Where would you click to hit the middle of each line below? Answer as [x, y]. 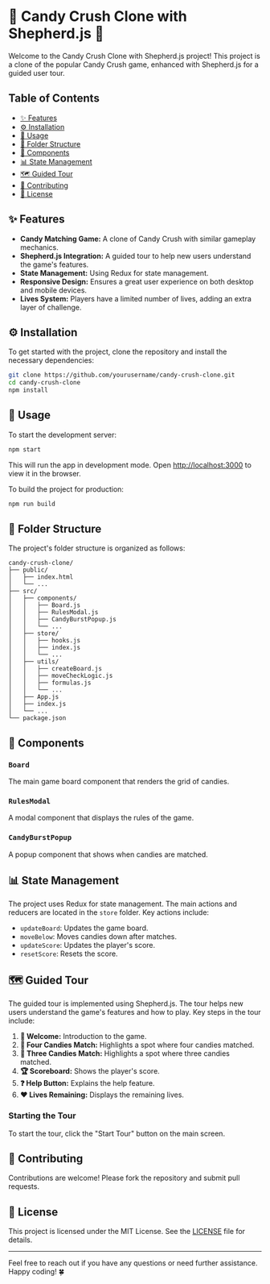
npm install [28, 390]
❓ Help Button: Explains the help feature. [87, 1083]
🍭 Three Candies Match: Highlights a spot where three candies [125, 1053]
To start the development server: [63, 434]
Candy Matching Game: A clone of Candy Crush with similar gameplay [138, 239]
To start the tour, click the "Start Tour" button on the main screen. [117, 1133]
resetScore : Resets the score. [69, 954]
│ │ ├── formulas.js [50, 683]
